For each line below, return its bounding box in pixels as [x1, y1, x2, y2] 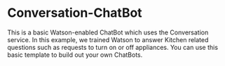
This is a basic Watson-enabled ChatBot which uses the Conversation [7, 28, 209, 37]
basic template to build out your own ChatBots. [7, 51, 143, 59]
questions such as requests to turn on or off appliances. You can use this [7, 43, 219, 51]
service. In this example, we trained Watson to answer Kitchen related [7, 35, 209, 44]
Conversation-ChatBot [7, 5, 142, 21]
